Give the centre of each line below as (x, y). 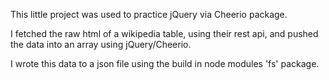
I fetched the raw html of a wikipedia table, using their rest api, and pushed (164, 33)
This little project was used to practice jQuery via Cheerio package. (149, 14)
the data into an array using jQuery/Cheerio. (101, 44)
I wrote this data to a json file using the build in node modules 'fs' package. (165, 63)
